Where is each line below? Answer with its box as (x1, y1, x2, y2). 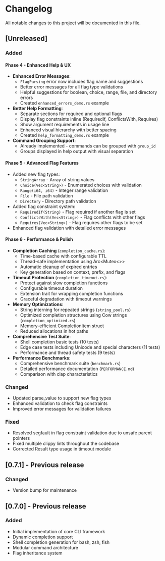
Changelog (5, 3, 52, 15)
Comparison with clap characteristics (20, 371, 98, 377)
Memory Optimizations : (12, 301, 64, 307)
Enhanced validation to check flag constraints (12, 400, 108, 406)
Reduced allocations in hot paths (20, 328, 88, 334)
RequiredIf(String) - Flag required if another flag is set (20, 209, 136, 215)
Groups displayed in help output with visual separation (20, 148, 134, 155)
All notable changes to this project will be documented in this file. (5, 20, 141, 26)
